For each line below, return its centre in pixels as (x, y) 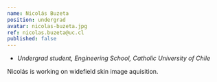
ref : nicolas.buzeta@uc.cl (46, 32)
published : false (32, 39)
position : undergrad (37, 20)
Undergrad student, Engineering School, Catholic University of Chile (114, 58)
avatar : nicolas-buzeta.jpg (47, 26)
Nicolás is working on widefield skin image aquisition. (83, 72)
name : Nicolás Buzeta (38, 13)
